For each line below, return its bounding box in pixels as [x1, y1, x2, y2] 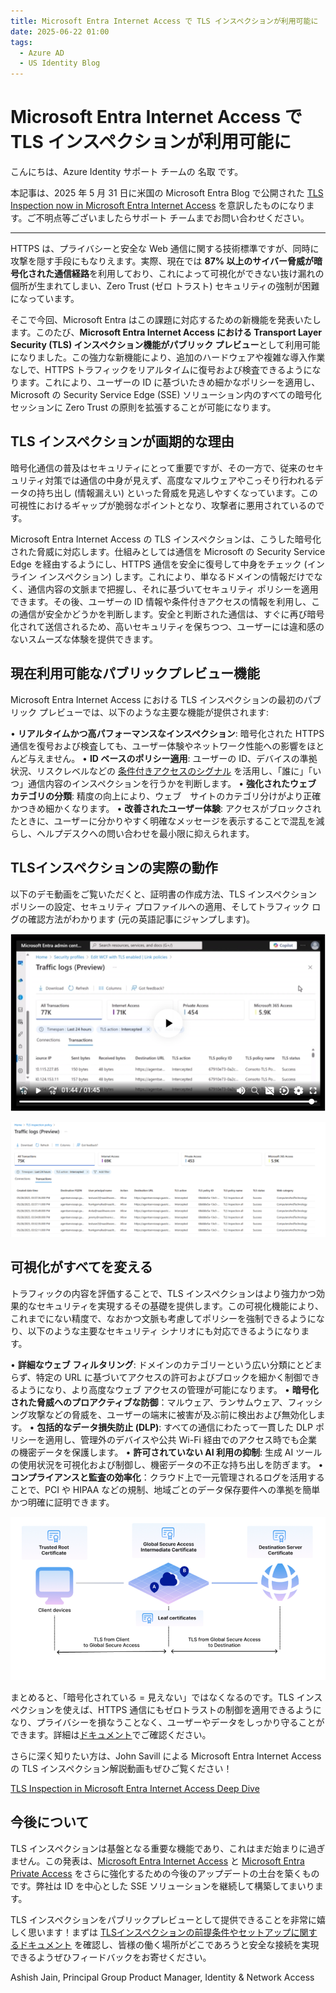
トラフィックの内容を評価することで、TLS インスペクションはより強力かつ [10, 1287, 317, 1299]
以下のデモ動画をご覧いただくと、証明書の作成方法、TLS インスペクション [10, 888, 318, 900]
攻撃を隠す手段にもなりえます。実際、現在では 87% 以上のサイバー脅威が [10, 255, 315, 267]
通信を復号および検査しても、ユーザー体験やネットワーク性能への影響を [10, 740, 308, 752]
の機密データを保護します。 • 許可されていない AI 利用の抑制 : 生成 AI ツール [10, 1446, 323, 1458]
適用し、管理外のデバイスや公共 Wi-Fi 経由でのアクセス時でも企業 [44, 1433, 318, 1445]
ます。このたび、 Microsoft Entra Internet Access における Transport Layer [10, 326, 322, 339]
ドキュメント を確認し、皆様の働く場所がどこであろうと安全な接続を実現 [18, 1938, 320, 1950]
